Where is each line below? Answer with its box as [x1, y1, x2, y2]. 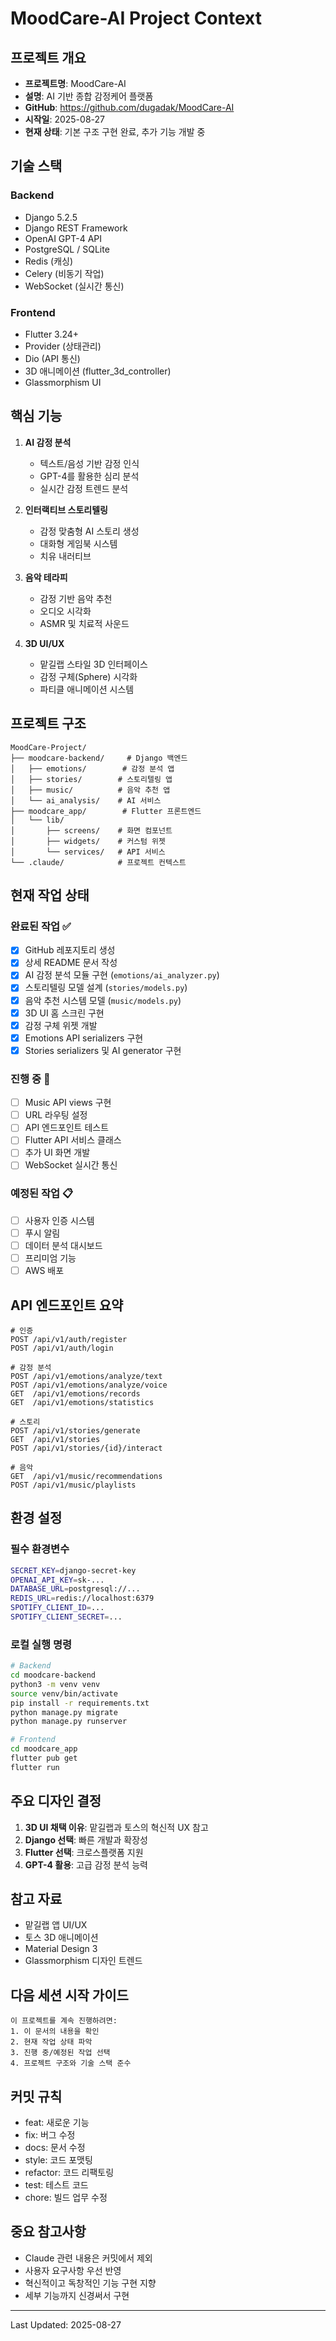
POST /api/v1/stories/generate [10, 1425, 141, 1436]
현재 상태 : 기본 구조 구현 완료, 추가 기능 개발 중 [24, 126, 206, 137]
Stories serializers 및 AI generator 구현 [24, 1044, 182, 1056]
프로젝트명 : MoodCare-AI [24, 78, 127, 89]
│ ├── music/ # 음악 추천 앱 [10, 785, 171, 795]
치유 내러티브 [39, 550, 92, 562]
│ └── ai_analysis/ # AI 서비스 [10, 795, 162, 806]
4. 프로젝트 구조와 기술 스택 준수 [10, 2058, 132, 2069]
